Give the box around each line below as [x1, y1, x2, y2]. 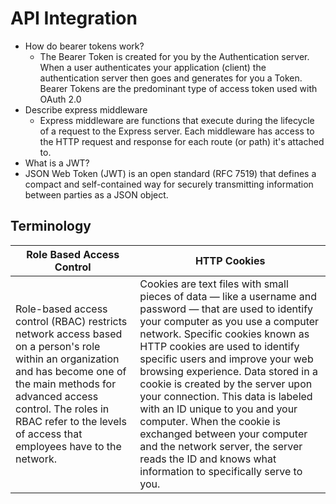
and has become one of [15, 364, 127, 378]
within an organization [15, 352, 120, 366]
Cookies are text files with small [139, 277, 289, 291]
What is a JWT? [24, 157, 90, 169]
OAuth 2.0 [39, 93, 82, 105]
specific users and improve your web [139, 352, 314, 366]
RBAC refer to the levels [15, 414, 127, 428]
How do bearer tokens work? [24, 40, 145, 52]
